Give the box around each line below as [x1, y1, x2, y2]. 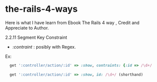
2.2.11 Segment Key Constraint [5, 34, 67, 40]
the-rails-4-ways [5, 3, 78, 15]
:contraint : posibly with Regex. [12, 44, 76, 50]
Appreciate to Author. [5, 25, 49, 30]
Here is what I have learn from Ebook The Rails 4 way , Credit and [5, 20, 140, 26]
